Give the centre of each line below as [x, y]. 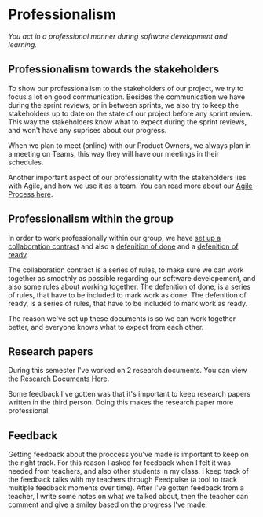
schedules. [26, 162]
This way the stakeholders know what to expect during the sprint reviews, [128, 122]
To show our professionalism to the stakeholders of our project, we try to [126, 88]
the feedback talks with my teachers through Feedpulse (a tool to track [123, 480]
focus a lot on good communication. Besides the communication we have [127, 97]
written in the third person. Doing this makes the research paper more [121, 402]
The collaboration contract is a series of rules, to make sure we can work [126, 270]
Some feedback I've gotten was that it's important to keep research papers [130, 394]
